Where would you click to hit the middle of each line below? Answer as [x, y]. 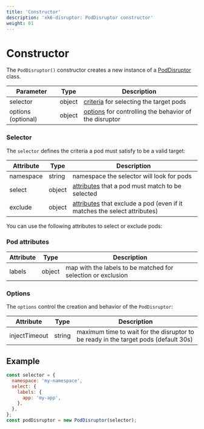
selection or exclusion [97, 275]
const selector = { [31, 375]
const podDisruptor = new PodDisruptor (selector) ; [72, 420]
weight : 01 [20, 23]
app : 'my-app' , [42, 398]
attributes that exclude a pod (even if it [127, 203]
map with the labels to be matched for [120, 267]
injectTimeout [29, 336]
